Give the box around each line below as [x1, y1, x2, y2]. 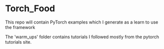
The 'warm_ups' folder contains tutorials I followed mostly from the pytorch [5, 34, 160, 40]
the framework [5, 24, 36, 30]
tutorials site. [5, 39, 32, 45]
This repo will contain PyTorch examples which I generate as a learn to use [5, 19, 159, 25]
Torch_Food [5, 3, 56, 14]
